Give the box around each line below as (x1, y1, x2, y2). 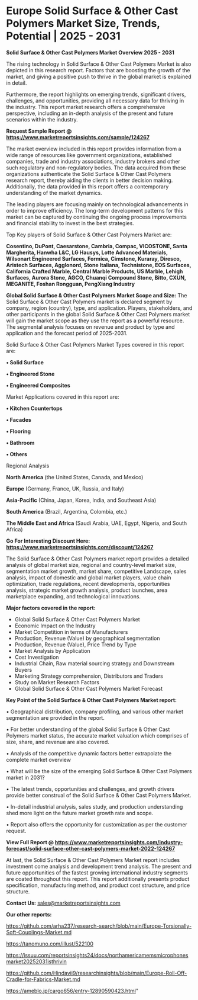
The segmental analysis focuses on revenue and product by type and (6, 323, 175, 330)
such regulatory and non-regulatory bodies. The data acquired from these (6, 164, 186, 171)
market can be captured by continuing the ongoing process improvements (6, 213, 187, 220)
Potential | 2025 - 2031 (6, 30, 121, 43)
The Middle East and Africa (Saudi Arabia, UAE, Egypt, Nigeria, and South (6, 520, 187, 527)
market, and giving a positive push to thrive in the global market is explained (6, 73, 192, 80)
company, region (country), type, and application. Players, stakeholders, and (6, 304, 193, 312)
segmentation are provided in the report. (6, 714, 105, 721)
